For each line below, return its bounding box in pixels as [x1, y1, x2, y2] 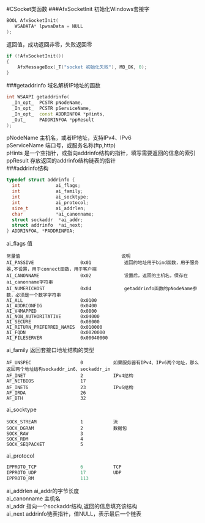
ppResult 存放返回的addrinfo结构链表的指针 [6, 157, 116, 164]
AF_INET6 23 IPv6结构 [6, 384, 133, 391]
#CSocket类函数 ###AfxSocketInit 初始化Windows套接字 [6, 5, 150, 12]
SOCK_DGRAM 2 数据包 [6, 425, 127, 432]
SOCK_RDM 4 [6, 436, 84, 442]
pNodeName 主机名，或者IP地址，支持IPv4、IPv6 [6, 134, 132, 142]
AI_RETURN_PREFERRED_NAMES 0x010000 [6, 324, 103, 331]
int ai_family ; [12, 188, 84, 194]
